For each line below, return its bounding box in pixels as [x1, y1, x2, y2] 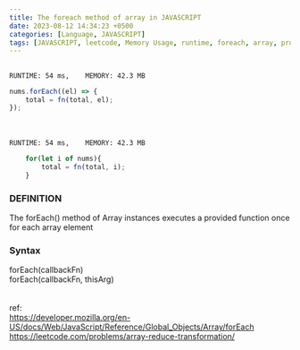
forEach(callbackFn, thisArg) [9, 274, 114, 285]
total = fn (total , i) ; [41, 163, 126, 172]
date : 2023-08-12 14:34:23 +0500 [9, 21, 134, 30]
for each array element [9, 222, 94, 233]
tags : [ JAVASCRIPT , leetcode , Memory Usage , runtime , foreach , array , [9, 38, 278, 47]
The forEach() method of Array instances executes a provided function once [9, 212, 290, 224]
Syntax [9, 244, 41, 257]
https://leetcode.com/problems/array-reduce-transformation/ [9, 331, 235, 342]
